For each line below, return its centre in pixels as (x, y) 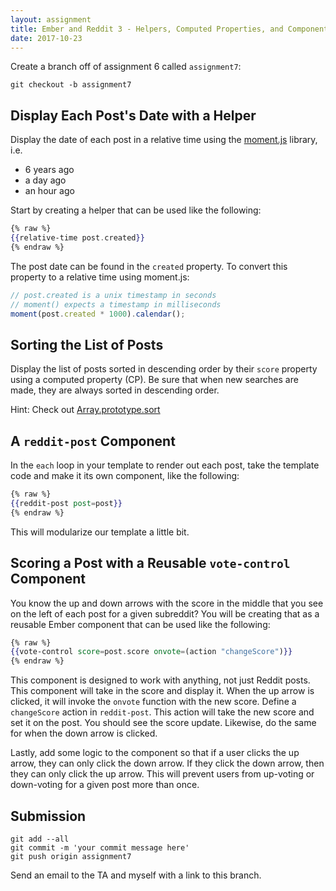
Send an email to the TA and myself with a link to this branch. (136, 875)
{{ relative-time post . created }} (77, 238)
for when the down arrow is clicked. (84, 733)
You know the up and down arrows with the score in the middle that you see (167, 603)
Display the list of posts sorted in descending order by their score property (164, 369)
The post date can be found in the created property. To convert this (149, 266)
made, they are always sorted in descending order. (115, 390)
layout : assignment (51, 19)
